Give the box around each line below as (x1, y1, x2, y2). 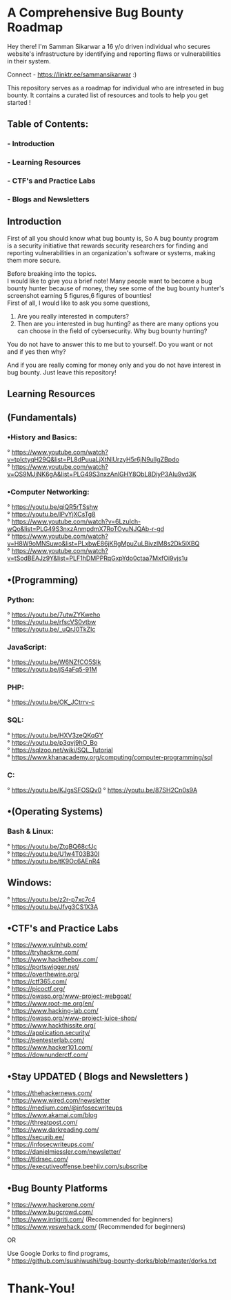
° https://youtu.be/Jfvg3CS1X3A (7, 902, 99, 911)
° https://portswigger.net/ (7, 963, 79, 971)
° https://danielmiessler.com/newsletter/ (7, 1148, 121, 1156)
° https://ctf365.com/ (7, 977, 68, 986)
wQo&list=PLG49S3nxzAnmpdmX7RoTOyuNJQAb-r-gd (7, 525, 164, 533)
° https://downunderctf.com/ (7, 1050, 88, 1059)
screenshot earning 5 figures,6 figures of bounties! (7, 291, 152, 299)
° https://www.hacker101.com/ (7, 1043, 93, 1052)
